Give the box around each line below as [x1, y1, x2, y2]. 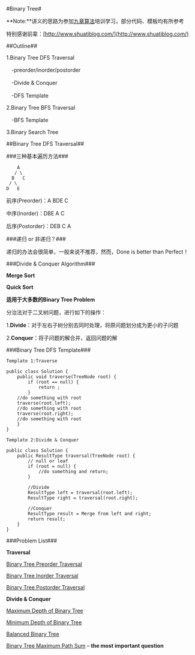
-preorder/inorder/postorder [11, 66, 81, 73]
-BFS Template [11, 117, 49, 123]
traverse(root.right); [17, 411, 74, 417]
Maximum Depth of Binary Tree [6, 607, 84, 614]
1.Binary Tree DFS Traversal [6, 54, 75, 61]
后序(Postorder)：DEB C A [6, 223, 71, 229]
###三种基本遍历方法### [6, 153, 69, 160]
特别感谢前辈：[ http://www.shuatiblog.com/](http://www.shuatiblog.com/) [6, 30, 189, 37]
